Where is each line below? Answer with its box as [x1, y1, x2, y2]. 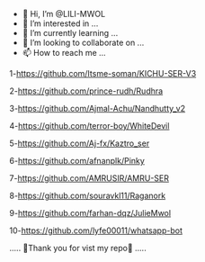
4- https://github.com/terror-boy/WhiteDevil [9, 121, 170, 131]
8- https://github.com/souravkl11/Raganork [9, 190, 166, 201]
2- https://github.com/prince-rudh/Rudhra [9, 86, 164, 96]
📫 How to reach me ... [22, 48, 106, 58]
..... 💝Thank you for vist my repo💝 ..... [9, 243, 147, 253]
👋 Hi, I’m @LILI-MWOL [22, 9, 106, 19]
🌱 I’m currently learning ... [22, 28, 119, 38]
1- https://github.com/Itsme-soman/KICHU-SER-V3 [9, 68, 197, 78]
